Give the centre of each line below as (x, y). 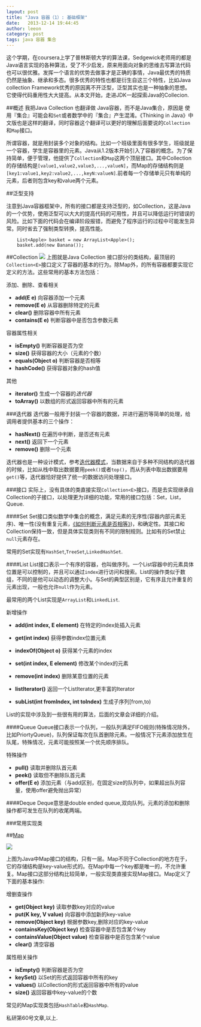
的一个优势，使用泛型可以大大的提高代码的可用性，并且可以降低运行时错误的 (100, 213)
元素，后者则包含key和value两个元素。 (54, 180)
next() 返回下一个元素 (42, 441)
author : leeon (24, 29)
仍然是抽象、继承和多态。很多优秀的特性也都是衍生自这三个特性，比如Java (99, 80)
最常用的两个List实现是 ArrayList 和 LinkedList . (63, 600)
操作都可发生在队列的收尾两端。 (45, 810)
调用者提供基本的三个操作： (40, 421)
